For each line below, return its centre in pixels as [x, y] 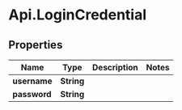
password [32, 94]
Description [115, 68]
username [32, 81]
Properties [36, 45]
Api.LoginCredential [78, 15]
